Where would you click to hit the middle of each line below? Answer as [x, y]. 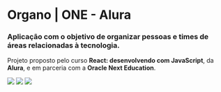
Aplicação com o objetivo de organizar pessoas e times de [108, 37]
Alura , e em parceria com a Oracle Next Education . [82, 68]
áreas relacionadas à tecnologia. [63, 45]
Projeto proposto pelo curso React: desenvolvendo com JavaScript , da [110, 61]
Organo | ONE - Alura [69, 15]
